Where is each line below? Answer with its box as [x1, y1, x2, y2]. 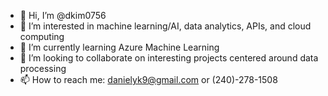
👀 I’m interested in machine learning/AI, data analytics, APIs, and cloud [19, 20, 312, 32]
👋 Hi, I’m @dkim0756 [19, 10, 107, 21]
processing [19, 63, 67, 74]
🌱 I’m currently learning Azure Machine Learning [19, 41, 220, 53]
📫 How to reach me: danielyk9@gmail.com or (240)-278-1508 [19, 74, 278, 85]
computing [19, 31, 65, 42]
